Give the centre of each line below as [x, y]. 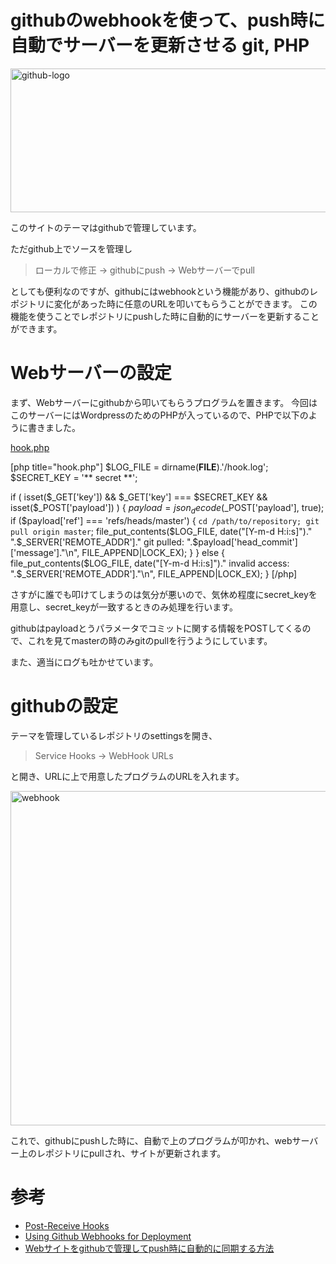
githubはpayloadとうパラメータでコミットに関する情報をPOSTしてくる [156, 628]
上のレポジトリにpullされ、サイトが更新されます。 [122, 1153]
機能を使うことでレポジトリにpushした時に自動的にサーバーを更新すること [165, 316]
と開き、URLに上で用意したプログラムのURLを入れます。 [127, 776]
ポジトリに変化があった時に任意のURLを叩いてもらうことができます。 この [164, 303]
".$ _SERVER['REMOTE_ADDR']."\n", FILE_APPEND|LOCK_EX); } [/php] [154, 573]
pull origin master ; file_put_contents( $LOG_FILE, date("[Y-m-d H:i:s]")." [161, 531]
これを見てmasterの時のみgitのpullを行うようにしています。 [150, 640]
